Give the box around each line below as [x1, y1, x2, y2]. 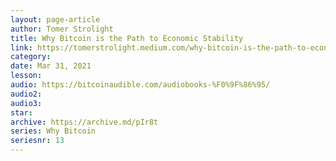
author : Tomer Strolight [10, 24, 114, 34]
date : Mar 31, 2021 [10, 61, 92, 71]
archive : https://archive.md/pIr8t [10, 117, 159, 127]
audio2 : [10, 89, 43, 99]
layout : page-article [10, 14, 101, 25]
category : [10, 52, 52, 62]
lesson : [10, 71, 43, 81]
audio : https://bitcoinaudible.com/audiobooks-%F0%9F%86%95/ [10, 80, 271, 90]
